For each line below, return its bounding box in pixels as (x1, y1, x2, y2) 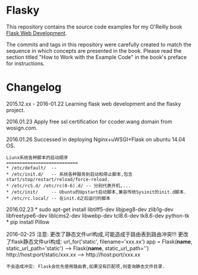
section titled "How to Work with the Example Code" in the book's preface (6, 53, 187, 60)
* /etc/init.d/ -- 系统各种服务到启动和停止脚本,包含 (6, 171, 133, 177)
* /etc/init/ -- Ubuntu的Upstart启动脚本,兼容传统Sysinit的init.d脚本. (6, 189, 187, 195)
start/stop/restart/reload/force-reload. (6, 176, 110, 183)
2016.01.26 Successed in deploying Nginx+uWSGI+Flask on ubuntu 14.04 (6, 136, 186, 143)
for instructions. (6, 60, 45, 67)
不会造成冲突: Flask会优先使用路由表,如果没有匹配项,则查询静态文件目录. (6, 263, 165, 270)
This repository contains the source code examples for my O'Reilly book (6, 23, 183, 30)
